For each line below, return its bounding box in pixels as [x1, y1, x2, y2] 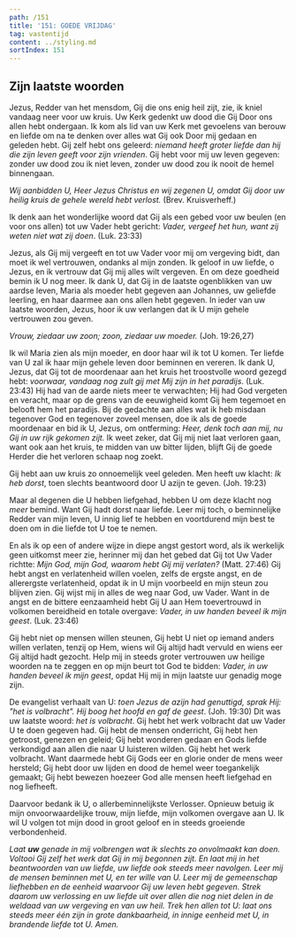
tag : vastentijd [9, 29, 69, 38]
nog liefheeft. [9, 780, 58, 792]
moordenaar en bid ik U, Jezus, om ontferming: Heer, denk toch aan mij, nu [9, 422, 284, 434]
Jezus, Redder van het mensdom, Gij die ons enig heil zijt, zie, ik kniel [9, 102, 262, 112]
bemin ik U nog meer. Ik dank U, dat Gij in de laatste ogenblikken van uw [9, 275, 272, 286]
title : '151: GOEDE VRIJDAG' [9, 21, 117, 30]
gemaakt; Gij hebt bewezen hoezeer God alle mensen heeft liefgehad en [9, 772, 272, 782]
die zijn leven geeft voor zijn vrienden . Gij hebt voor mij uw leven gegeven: [9, 149, 280, 159]
